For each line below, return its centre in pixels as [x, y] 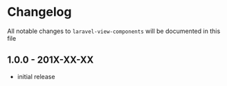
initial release [36, 76]
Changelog [39, 12]
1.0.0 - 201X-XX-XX [51, 60]
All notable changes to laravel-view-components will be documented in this [114, 31]
